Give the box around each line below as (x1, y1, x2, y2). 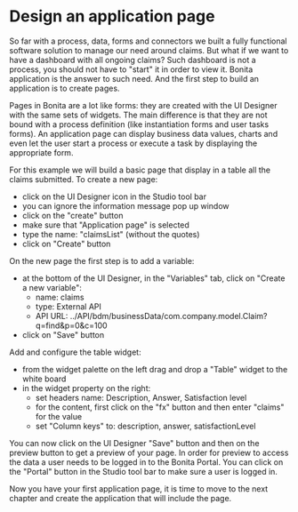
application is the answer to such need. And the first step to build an (9, 73, 260, 84)
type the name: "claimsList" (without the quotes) (21, 228, 200, 239)
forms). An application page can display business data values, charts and (9, 128, 278, 139)
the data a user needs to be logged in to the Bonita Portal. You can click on (9, 456, 284, 468)
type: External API (35, 300, 102, 312)
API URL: (35, 310, 68, 321)
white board (21, 373, 67, 384)
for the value (35, 411, 83, 421)
